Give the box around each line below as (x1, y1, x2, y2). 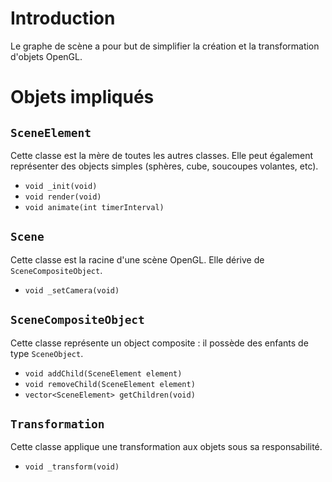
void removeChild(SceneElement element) (24, 379, 196, 389)
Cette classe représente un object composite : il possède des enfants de (10, 337, 309, 349)
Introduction (10, 7, 116, 30)
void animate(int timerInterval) (24, 202, 165, 212)
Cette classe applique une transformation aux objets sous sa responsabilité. (10, 441, 323, 453)
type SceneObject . (10, 347, 84, 359)
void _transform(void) (24, 462, 120, 472)
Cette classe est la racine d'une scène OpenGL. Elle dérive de (10, 253, 265, 266)
